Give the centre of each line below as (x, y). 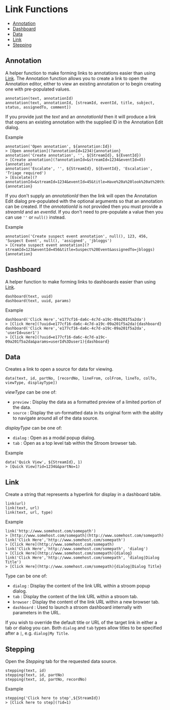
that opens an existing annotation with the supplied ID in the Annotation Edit (84, 122)
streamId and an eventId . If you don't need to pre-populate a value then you (84, 212)
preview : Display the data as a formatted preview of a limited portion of (87, 402)
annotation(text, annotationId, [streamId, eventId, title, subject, (80, 103)
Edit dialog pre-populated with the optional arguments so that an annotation (84, 201)
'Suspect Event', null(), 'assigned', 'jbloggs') (59, 241)
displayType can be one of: (34, 428)
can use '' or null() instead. (36, 217)
